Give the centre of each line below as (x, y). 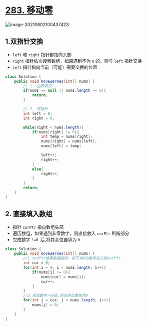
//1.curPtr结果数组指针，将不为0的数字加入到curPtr (72, 258)
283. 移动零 (29, 10)
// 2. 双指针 (35, 109)
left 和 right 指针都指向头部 (42, 54)
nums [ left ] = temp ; (61, 146)
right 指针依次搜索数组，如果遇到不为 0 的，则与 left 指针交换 (77, 61)
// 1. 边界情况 (37, 86)
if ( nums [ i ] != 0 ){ (51, 272)
